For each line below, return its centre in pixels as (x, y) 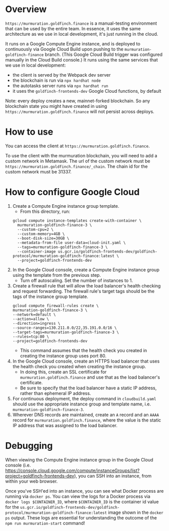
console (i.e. (18, 465)
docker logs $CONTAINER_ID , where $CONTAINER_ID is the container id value (82, 501)
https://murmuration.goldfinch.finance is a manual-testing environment (81, 23)
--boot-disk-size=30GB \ (43, 238)
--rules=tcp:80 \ (31, 336)
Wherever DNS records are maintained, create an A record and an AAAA (86, 415)
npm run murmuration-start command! (45, 523)
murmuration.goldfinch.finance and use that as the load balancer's (90, 377)
